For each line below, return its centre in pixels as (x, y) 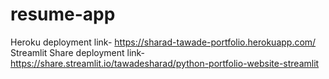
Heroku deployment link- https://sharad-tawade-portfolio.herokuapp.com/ (163, 42)
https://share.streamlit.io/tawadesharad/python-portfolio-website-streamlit (165, 63)
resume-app (63, 14)
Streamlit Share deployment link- (78, 52)
